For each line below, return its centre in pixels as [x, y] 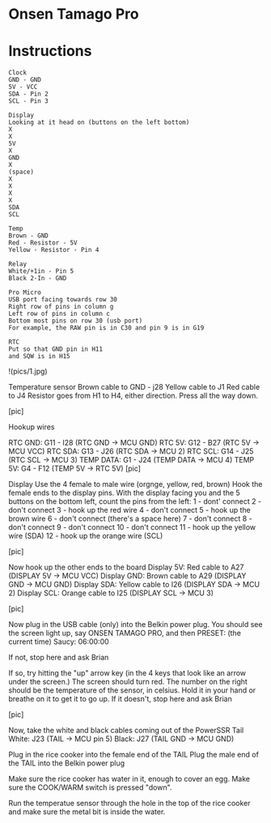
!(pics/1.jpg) [28, 371]
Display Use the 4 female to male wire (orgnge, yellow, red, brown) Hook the [135, 484]
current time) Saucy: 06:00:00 [59, 642]
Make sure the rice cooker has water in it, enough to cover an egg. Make [129, 779]
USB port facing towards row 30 [63, 300]
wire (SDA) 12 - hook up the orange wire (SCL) [86, 536]
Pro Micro [25, 292]
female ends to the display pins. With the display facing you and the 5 [124, 493]
